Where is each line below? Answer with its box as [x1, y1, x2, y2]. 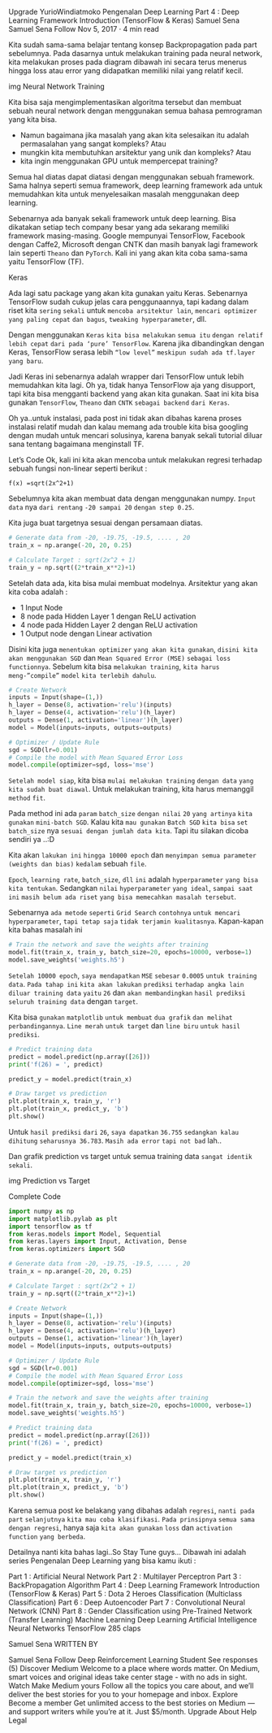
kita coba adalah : [8, 587, 68, 597]
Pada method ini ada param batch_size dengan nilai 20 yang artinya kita [8, 809, 253, 819]
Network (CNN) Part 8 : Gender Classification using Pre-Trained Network [8, 1606, 253, 1616]
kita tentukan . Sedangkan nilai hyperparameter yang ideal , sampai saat [8, 884, 253, 893]
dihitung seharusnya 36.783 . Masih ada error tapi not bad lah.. [8, 1136, 222, 1145]
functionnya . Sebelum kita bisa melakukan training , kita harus [8, 662, 220, 671]
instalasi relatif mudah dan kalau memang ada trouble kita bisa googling [8, 422, 249, 432]
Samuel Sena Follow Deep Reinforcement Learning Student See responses [8, 1655, 258, 1665]
